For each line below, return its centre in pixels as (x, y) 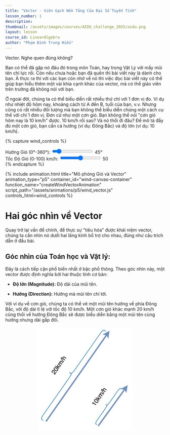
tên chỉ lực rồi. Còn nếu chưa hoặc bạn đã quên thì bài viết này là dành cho (83, 73)
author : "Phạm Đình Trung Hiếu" (39, 43)
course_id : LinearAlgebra (32, 37)
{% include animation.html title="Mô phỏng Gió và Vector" (66, 174)
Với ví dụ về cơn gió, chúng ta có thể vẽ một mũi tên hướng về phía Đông (81, 303)
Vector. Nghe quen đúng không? (39, 58)
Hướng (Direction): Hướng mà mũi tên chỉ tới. (60, 294)
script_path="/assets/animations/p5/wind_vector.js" (59, 190)
